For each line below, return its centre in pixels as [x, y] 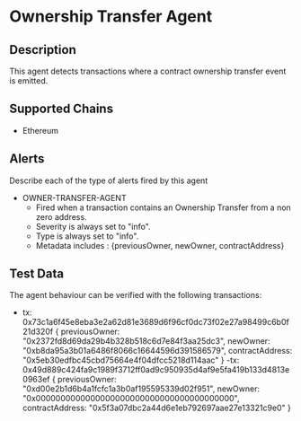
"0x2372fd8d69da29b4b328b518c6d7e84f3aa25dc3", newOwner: [146, 341]
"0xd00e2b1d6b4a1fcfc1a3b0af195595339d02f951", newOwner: [141, 389]
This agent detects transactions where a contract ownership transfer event [148, 71]
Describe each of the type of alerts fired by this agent [109, 180]
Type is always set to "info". [87, 236]
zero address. [61, 216]
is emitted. [29, 81]
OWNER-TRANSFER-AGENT [75, 197]
